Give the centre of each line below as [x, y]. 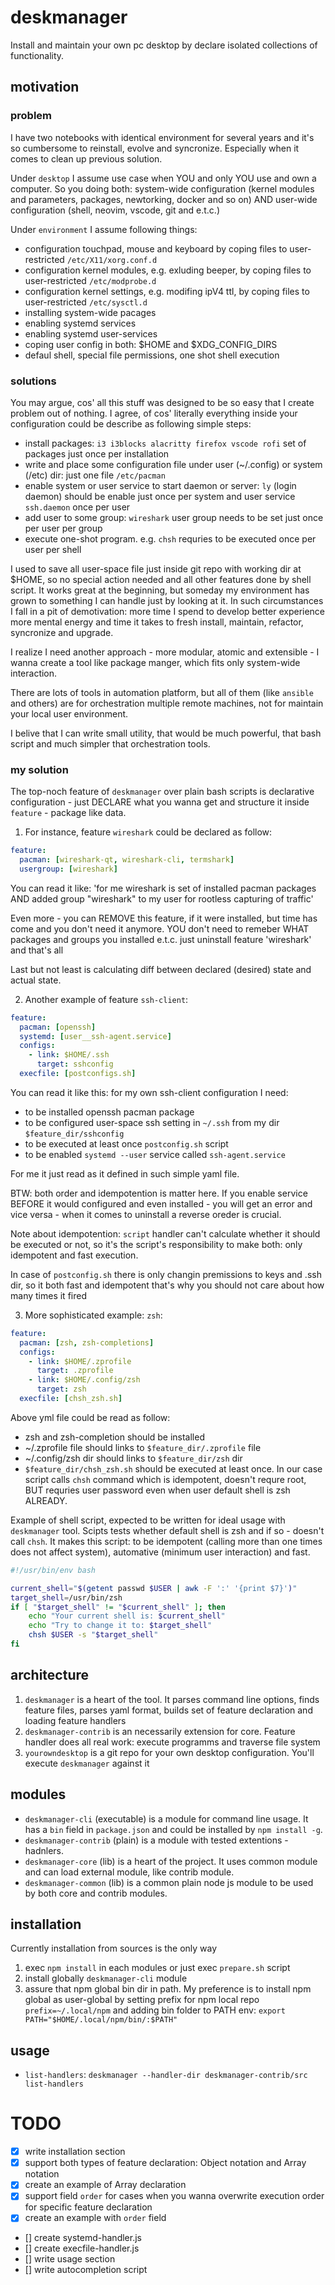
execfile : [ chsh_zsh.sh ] [71, 1399]
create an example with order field [95, 2218]
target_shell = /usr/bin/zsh [66, 1597]
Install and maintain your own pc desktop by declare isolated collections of [164, 45]
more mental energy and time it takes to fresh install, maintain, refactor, [157, 622]
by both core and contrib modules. [96, 1893]
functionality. [37, 55]
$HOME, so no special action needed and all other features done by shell [161, 579]
